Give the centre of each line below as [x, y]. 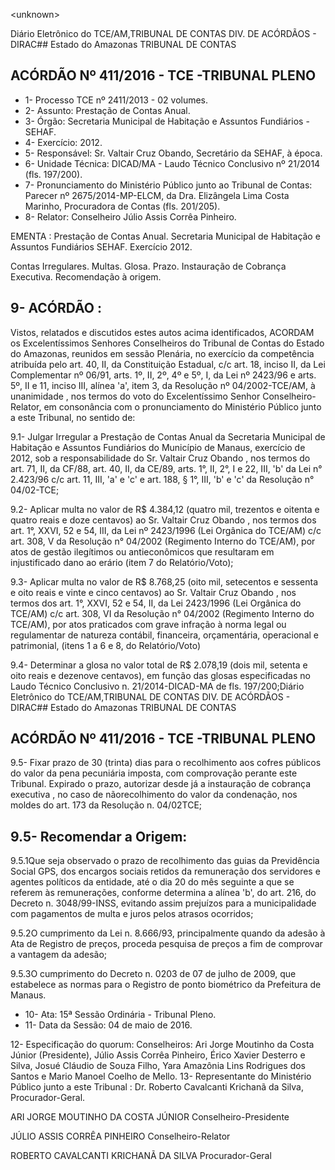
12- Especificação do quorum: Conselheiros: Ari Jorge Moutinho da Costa [162, 1045]
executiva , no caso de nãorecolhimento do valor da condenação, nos [154, 795]
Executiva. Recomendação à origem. [86, 276]
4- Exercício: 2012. [63, 142]
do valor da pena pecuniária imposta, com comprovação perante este [154, 773]
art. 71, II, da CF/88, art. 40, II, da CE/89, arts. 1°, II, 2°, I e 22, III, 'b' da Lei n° [166, 468]
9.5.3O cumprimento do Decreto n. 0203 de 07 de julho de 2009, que [153, 974]
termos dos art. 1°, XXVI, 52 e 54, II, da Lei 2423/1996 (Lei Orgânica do [156, 603]
